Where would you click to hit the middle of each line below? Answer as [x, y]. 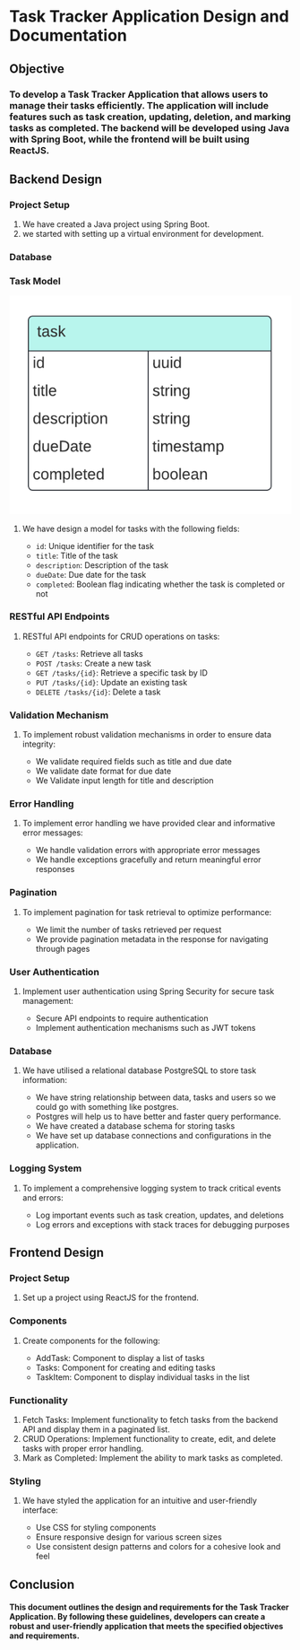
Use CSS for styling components [96, 1528]
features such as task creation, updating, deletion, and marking [150, 117]
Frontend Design [57, 1253]
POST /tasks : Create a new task [94, 663]
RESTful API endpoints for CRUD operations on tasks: [121, 636]
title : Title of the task [77, 555]
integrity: [39, 744]
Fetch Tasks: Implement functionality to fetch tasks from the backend [150, 1419]
